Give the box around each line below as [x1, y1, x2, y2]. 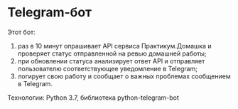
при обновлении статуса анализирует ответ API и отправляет [17, 56, 205, 65]
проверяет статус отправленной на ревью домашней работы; [17, 49, 207, 58]
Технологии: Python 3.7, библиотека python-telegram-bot [7, 93, 180, 102]
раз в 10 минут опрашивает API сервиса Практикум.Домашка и [17, 41, 212, 50]
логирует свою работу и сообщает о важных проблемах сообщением [17, 72, 231, 81]
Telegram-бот [7, 4, 92, 21]
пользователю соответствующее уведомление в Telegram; [17, 64, 198, 73]
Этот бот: [7, 28, 36, 36]
